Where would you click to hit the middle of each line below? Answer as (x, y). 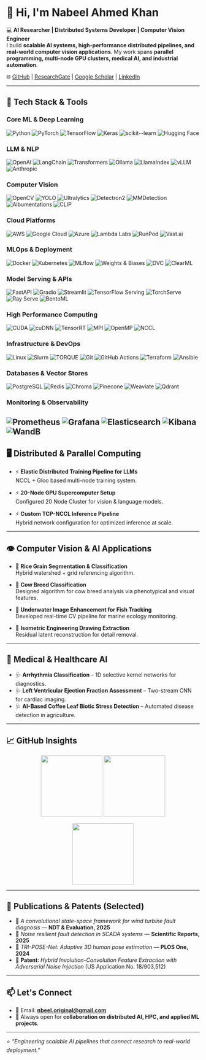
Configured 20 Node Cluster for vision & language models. (89, 502)
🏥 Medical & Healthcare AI (57, 660)
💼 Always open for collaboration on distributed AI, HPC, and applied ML (107, 1017)
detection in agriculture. (45, 715)
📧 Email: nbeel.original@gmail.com (61, 1010)
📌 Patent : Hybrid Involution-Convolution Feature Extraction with (96, 960)
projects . (27, 1023)
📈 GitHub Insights (42, 741)
